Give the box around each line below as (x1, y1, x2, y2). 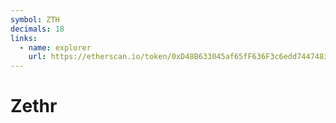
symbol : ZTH (10, 14, 60, 25)
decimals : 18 (10, 24, 65, 34)
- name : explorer (19, 42, 92, 53)
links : (10, 33, 38, 43)
